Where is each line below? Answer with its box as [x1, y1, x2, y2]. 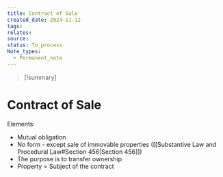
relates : [7, 29, 32, 36]
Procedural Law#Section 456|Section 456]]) [16, 148, 142, 156]
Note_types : [7, 49, 41, 55]
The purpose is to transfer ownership [16, 154, 122, 163]
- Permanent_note [13, 55, 63, 62]
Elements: [7, 120, 36, 128]
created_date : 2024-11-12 [7, 16, 81, 23]
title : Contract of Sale [7, 10, 78, 17]
